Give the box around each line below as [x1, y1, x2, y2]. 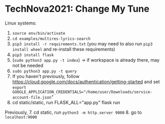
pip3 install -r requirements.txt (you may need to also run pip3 [12, 40, 153, 46]
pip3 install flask [12, 52, 54, 58]
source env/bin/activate [12, 31, 66, 36]
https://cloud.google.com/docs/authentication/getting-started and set [12, 79, 160, 85]
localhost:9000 [5, 114, 37, 120]
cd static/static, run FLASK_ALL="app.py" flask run [12, 99, 120, 105]
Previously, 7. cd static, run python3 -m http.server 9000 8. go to [5, 109, 142, 115]
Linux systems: [5, 20, 37, 26]
